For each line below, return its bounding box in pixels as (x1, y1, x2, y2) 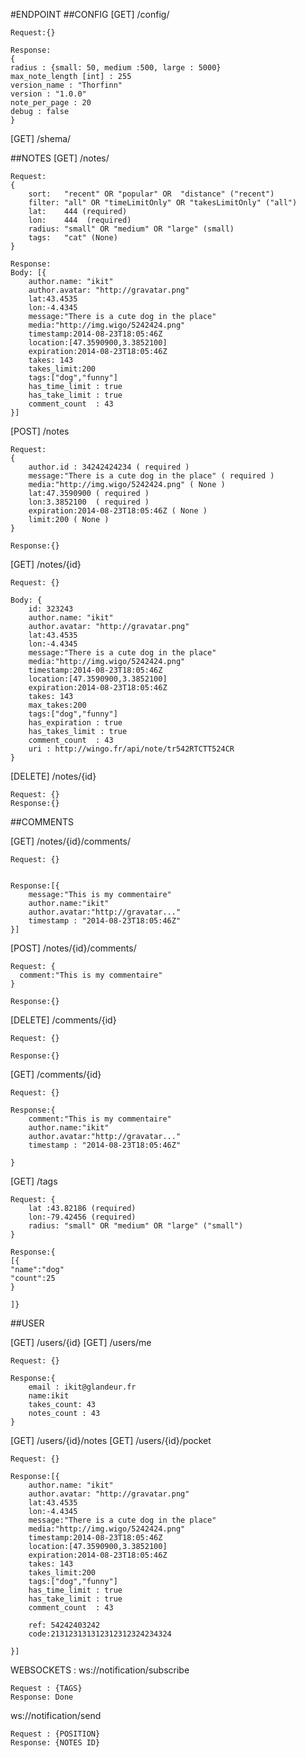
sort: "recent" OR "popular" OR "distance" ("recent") (28, 189, 275, 199)
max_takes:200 (28, 700, 87, 710)
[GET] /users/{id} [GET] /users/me (10, 1337, 152, 1348)
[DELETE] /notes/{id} (10, 770, 97, 782)
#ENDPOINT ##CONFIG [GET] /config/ (10, 9, 170, 20)
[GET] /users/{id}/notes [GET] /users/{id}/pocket (10, 1435, 212, 1446)
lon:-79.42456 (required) (28, 1212, 137, 1222)
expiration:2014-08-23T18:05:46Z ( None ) (28, 506, 208, 516)
